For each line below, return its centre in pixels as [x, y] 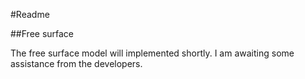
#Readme [30, 14]
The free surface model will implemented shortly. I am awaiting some [152, 53]
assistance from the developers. [76, 63]
